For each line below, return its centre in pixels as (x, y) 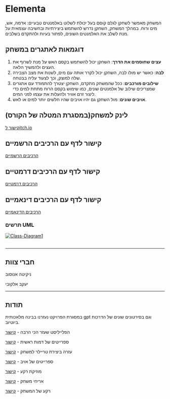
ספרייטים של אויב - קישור (29, 361)
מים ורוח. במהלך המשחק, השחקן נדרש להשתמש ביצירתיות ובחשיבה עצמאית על (81, 28)
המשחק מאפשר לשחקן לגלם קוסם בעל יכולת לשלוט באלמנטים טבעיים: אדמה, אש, (83, 23)
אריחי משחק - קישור (25, 381)
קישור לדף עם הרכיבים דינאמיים (53, 200)
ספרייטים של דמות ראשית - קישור (37, 342)
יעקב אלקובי (17, 284)
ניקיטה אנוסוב (18, 274)
